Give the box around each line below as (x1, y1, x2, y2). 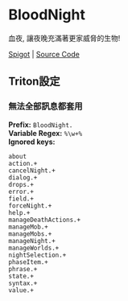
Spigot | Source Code (8, 49, 81, 59)
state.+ (8, 272, 35, 280)
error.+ (8, 188, 35, 196)
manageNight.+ (8, 237, 56, 245)
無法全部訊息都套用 (8, 101, 83, 112)
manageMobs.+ (8, 229, 52, 238)
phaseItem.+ (8, 258, 48, 266)
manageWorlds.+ (8, 244, 60, 252)
